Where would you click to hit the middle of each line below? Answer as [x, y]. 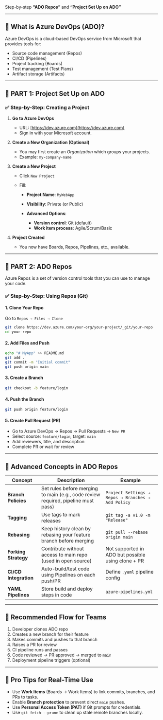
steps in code [57, 595]
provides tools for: [23, 44]
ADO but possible [125, 555]
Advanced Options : [47, 213]
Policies [17, 501]
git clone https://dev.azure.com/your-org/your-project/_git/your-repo [79, 327]
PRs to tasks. [25, 697]
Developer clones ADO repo [40, 629]
